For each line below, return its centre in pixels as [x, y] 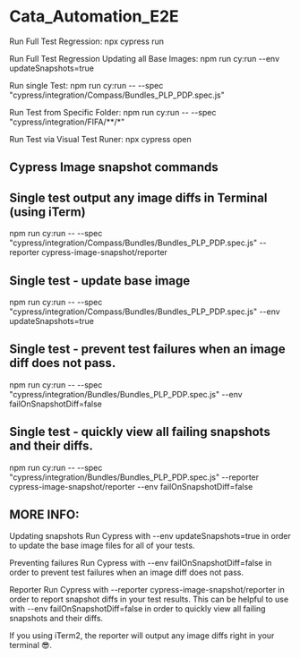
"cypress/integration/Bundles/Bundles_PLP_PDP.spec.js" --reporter [134, 477]
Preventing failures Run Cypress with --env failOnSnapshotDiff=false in [141, 563]
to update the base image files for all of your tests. [102, 546]
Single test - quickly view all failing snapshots [140, 432]
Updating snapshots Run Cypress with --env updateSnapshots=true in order [150, 536]
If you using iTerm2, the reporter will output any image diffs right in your [142, 636]
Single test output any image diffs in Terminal [138, 197]
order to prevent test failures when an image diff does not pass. [127, 573]
